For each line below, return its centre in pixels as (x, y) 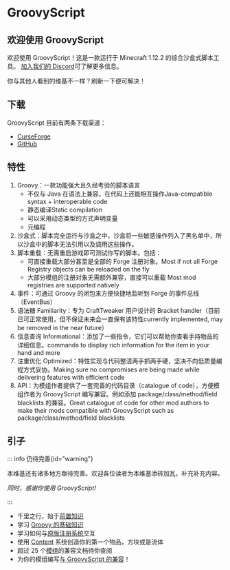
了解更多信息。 (101, 66)
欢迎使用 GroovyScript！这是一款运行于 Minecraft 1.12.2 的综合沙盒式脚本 (111, 58)
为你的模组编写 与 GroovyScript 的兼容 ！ (73, 559)
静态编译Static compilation (65, 210)
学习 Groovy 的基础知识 (50, 525)
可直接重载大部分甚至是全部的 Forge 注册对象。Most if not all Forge (123, 261)
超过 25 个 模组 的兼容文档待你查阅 (65, 551)
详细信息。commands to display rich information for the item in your (113, 345)
